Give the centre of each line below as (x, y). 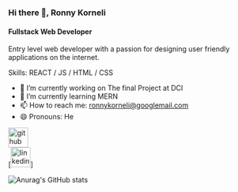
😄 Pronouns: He (46, 117)
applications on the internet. (54, 58)
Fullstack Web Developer (50, 32)
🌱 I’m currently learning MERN (69, 96)
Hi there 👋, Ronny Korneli (57, 13)
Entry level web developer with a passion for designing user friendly (119, 49)
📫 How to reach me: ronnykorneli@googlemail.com (104, 105)
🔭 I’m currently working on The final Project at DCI (101, 88)
